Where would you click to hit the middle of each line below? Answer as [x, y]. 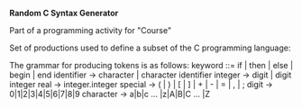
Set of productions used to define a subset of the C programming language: [150, 48]
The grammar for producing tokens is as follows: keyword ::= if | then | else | [151, 65]
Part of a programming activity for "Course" [91, 30]
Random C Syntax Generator [64, 13]
